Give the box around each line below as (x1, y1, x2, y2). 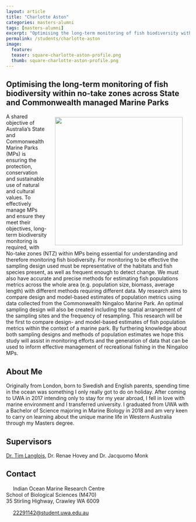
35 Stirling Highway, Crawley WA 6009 (6, 497, 100, 504)
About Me (6, 367, 43, 377)
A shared (6, 113, 28, 120)
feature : (11, 47, 33, 53)
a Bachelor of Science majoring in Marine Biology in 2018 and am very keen (6, 407, 188, 414)
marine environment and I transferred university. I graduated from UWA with (6, 401, 189, 408)
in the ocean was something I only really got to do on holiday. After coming (6, 388, 186, 395)
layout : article (6, 8, 45, 15)
